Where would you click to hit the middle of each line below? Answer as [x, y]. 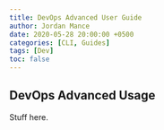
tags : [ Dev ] [31, 51]
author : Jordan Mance [50, 26]
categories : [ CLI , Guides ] [60, 43]
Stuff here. [29, 117]
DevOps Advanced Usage [82, 95]
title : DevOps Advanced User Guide [76, 17]
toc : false [30, 59]
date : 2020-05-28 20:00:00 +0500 [72, 34]
